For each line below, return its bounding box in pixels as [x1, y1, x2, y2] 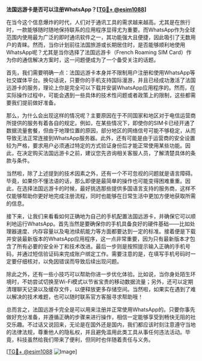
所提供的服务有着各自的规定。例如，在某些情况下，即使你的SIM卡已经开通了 [6, 120, 195, 126]
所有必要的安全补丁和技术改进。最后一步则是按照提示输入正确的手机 [16, 243, 185, 250]
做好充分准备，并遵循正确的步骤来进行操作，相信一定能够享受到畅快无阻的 [6, 313, 191, 321]
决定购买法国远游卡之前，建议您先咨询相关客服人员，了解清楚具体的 [22, 150, 191, 156]
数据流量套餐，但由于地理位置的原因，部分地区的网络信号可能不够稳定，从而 [6, 127, 196, 134]
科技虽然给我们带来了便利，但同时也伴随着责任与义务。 [16, 336, 154, 343]
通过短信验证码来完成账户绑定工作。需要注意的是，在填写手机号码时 [22, 250, 191, 258]
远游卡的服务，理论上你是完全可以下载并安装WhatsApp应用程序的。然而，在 [6, 84, 195, 91]
